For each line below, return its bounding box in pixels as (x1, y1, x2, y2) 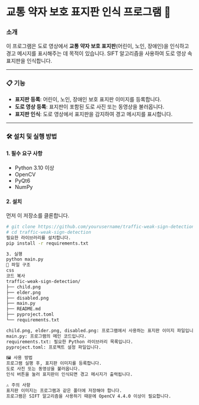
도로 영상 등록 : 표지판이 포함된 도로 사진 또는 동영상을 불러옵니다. (14, 103, 165, 110)
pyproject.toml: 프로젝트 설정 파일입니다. (6, 344, 102, 350)
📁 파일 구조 (6, 262, 31, 268)
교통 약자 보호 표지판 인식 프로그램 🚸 (6, 5, 171, 19)
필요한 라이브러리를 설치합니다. (6, 234, 71, 240)
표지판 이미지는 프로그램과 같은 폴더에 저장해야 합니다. (6, 387, 123, 394)
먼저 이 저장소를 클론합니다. (6, 212, 70, 219)
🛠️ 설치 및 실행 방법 (6, 132, 57, 140)
